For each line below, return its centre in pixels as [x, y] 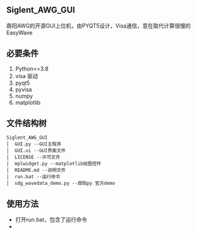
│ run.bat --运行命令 [33, 177]
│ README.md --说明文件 [36, 170]
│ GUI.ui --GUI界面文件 [36, 151]
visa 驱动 [27, 76]
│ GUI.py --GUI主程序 [34, 144]
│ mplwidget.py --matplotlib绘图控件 [54, 164]
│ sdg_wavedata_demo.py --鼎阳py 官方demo [61, 184]
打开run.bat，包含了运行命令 [51, 220]
